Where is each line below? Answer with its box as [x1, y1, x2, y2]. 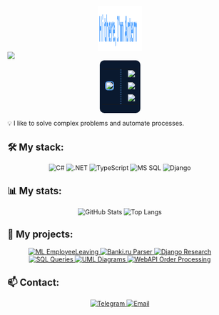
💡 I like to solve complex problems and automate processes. [7, 119, 184, 128]
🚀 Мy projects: [7, 229, 73, 241]
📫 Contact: [7, 276, 60, 289]
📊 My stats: [7, 185, 62, 197]
